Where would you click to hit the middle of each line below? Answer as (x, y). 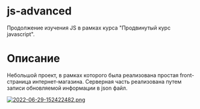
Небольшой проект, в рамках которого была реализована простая (93, 75)
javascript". (21, 34)
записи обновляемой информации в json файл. (67, 88)
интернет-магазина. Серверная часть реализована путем (107, 81)
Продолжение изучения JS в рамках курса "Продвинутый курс (89, 28)
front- (187, 75)
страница (19, 81)
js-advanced (39, 11)
